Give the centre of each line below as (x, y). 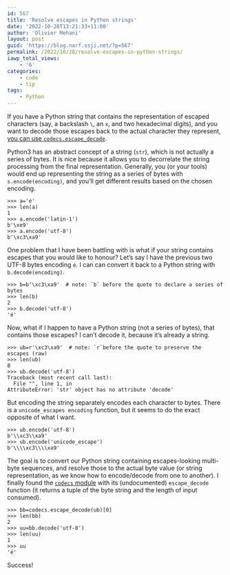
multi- (210, 461)
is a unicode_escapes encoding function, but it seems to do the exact (104, 410)
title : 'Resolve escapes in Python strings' (72, 20)
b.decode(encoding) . (36, 272)
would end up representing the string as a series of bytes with (95, 174)
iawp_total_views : (33, 59)
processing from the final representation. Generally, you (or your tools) (107, 167)
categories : (24, 71)
